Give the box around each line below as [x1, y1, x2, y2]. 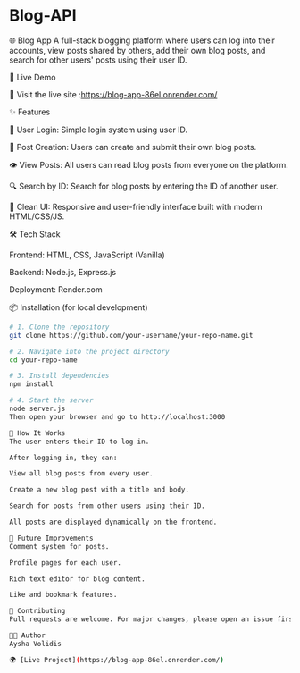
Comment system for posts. [9, 542, 110, 551]
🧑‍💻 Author [9, 631, 46, 640]
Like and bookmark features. [9, 591, 118, 600]
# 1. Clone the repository [9, 323, 110, 332]
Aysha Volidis [9, 639, 62, 648]
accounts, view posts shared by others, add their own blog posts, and [9, 45, 266, 55]
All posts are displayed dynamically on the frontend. [9, 517, 218, 527]
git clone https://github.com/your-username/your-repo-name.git [9, 331, 254, 340]
